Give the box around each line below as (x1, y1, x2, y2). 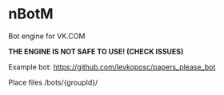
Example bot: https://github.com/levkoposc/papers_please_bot (8, 61, 216, 72)
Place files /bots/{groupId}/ (8, 77, 98, 87)
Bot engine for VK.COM (8, 31, 86, 41)
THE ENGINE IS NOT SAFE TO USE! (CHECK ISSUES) (8, 46, 184, 56)
